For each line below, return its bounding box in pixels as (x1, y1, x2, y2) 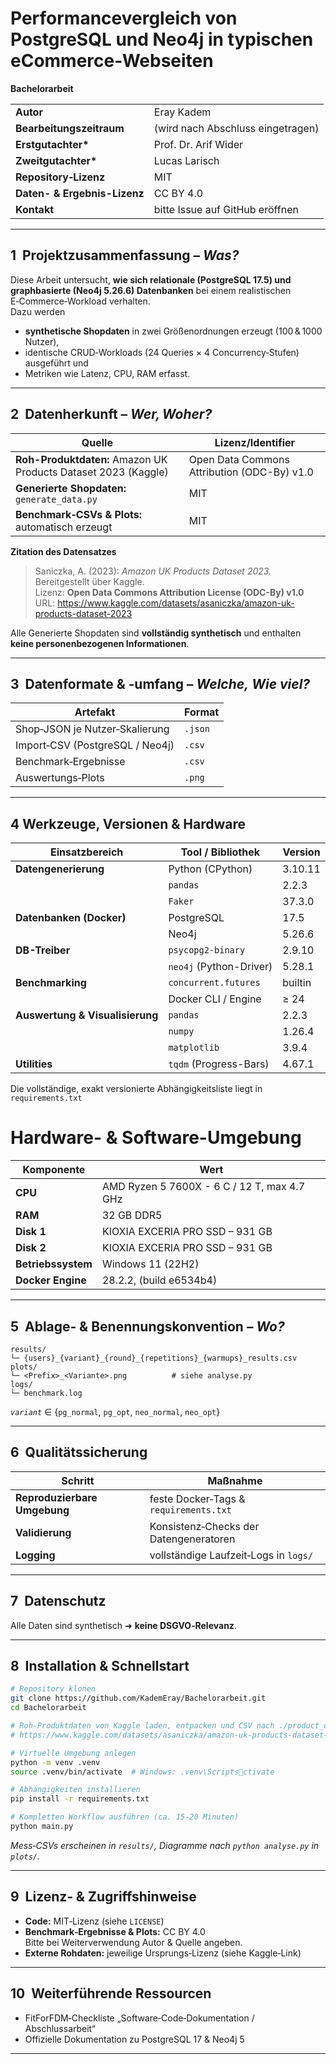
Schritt (61, 1473, 95, 1487)
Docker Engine (15, 1273, 87, 1287)
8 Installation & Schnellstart (10, 1657, 190, 1674)
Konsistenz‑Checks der (149, 1519, 260, 1533)
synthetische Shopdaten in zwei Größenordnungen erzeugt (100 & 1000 (24, 325, 323, 337)
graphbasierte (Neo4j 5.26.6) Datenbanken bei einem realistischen (10, 284, 292, 296)
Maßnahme (207, 1473, 263, 1487)
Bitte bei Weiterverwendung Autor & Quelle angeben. (24, 1936, 243, 1948)
